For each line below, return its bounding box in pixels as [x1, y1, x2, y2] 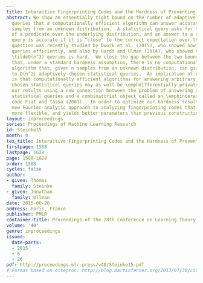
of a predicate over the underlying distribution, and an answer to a [11, 31, 193, 37]
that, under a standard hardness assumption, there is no [11, 59, 161, 65]
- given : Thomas [6, 178, 47, 184]
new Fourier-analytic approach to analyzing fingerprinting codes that [11, 104, 196, 111]
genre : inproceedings [6, 228, 61, 234]
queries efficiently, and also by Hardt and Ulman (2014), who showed [11, 48, 193, 54]
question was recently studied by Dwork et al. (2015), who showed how [11, 43, 196, 49]
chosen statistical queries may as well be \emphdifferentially [11, 82, 177, 88]
